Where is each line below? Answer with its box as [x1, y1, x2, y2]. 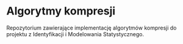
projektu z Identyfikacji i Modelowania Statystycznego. [6, 30, 145, 37]
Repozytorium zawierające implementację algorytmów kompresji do [6, 24, 177, 31]
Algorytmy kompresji [6, 4, 116, 18]
